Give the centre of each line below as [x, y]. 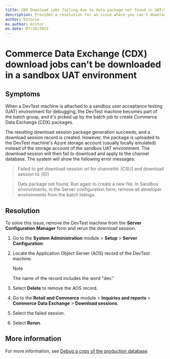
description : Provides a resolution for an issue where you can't [77, 15]
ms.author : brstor [25, 24]
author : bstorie [22, 19]
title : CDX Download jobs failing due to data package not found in [79, 10]
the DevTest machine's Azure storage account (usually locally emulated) [81, 143]
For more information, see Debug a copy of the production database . [77, 351]
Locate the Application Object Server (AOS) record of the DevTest [81, 253]
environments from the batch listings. [56, 195]
